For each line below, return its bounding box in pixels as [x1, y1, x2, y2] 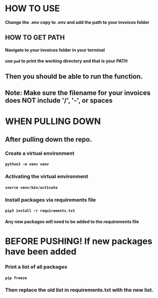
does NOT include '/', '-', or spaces [5, 96, 113, 105]
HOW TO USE [5, 3, 60, 14]
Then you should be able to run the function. [5, 72, 143, 80]
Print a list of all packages [5, 263, 67, 270]
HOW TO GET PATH [5, 34, 65, 42]
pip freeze [5, 276, 27, 280]
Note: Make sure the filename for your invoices [5, 89, 151, 97]
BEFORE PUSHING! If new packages [5, 236, 153, 247]
